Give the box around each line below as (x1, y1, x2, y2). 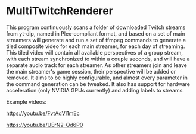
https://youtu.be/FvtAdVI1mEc (6, 110, 80, 117)
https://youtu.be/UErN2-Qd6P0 (6, 121, 83, 128)
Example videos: (6, 98, 47, 105)
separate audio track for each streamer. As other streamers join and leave (6, 61, 188, 69)
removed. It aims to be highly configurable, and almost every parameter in (6, 74, 188, 81)
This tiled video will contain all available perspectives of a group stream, (6, 49, 183, 56)
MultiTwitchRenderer (6, 4, 113, 18)
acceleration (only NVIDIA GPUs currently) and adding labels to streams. (6, 87, 185, 94)
